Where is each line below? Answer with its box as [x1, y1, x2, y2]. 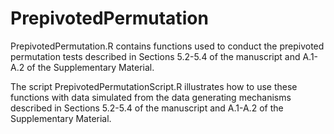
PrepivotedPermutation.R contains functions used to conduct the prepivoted [10, 40, 325, 52]
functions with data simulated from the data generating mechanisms [10, 91, 292, 103]
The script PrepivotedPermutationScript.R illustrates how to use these [10, 80, 298, 92]
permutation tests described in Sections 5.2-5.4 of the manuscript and [10, 50, 301, 62]
